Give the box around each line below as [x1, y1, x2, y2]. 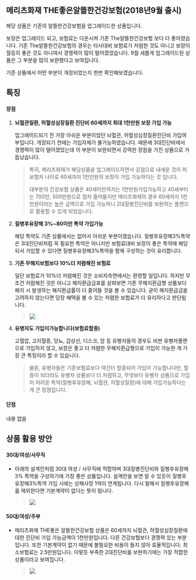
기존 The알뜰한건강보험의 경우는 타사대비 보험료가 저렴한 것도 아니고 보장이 [18, 42, 190, 49]
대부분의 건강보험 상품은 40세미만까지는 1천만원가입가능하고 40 [29, 186, 174, 193]
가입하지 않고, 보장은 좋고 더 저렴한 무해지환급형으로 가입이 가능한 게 [25, 345, 182, 352]
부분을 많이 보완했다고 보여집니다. [23, 56, 100, 63]
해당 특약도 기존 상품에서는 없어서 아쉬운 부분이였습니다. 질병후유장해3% [14, 233, 181, 240]
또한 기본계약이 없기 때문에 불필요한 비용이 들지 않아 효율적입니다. [32, 541, 182, 548]
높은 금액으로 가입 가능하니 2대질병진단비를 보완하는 [54, 201, 174, 208]
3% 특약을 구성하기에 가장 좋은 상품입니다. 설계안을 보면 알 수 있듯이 [14, 473, 171, 480]
